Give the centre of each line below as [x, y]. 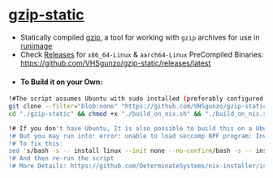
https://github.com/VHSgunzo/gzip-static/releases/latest [115, 63]
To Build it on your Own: [61, 82]
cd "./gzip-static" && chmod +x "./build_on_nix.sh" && [105, 114]
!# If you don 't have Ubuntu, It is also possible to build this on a [130, 128]
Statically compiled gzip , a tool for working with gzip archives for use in [140, 37]
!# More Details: [38, 166]
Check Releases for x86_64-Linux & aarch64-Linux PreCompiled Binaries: [142, 54]
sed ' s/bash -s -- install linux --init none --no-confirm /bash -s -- [130, 151]
